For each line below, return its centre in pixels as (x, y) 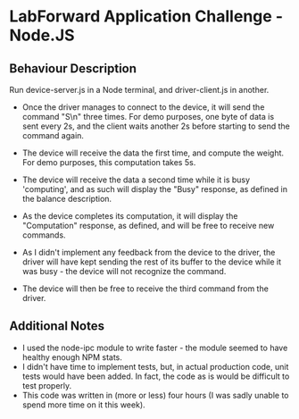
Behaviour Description (73, 68)
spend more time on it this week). (83, 405)
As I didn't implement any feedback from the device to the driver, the (149, 252)
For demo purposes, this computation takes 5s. (109, 162)
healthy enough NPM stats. (72, 357)
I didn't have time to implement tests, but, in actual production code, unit (155, 366)
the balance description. (67, 199)
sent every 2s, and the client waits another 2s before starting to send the (156, 126)
